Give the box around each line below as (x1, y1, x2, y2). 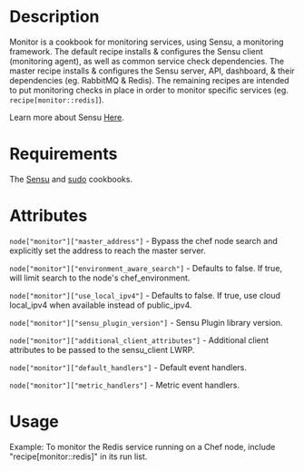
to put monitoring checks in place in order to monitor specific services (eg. (9, 84, 289, 95)
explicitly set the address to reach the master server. (9, 245, 206, 256)
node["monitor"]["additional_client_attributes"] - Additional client (9, 334, 270, 346)
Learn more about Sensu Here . (9, 112, 125, 123)
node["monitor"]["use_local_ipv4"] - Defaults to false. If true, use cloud (9, 289, 281, 300)
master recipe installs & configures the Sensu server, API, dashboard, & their (9, 65, 295, 76)
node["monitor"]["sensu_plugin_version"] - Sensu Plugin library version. (9, 317, 283, 328)
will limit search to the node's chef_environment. (9, 272, 191, 283)
